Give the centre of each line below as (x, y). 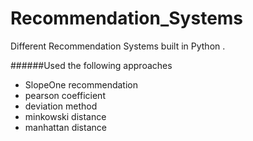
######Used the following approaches (91, 65)
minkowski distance (65, 116)
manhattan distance (65, 127)
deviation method (61, 106)
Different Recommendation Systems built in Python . (118, 46)
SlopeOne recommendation (81, 84)
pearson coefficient (65, 95)
